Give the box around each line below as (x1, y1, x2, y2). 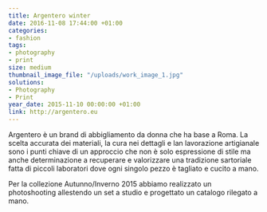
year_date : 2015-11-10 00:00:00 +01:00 (8, 100, 141, 108)
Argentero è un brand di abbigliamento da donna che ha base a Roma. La (8, 130, 249, 139)
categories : (8, 26, 48, 34)
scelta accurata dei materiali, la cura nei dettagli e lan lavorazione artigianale (8, 139, 260, 147)
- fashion (8, 33, 41, 42)
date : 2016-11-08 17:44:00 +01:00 (8, 19, 124, 27)
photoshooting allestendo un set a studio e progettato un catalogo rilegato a (8, 188, 258, 197)
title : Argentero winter (8, 11, 91, 20)
